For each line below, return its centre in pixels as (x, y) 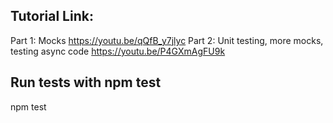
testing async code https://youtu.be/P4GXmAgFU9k (118, 51)
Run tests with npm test (86, 82)
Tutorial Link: (52, 16)
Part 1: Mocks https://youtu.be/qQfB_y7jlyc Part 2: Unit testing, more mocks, (167, 40)
